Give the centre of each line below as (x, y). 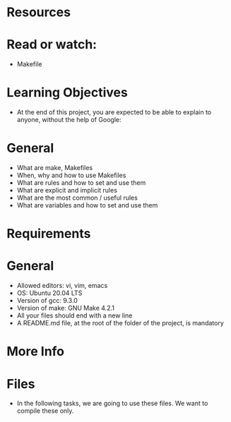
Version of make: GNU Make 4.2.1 (65, 308)
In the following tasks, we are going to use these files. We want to (112, 404)
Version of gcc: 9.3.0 (47, 301)
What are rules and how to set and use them (81, 183)
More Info (36, 352)
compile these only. (45, 411)
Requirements (49, 234)
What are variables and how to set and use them (87, 205)
